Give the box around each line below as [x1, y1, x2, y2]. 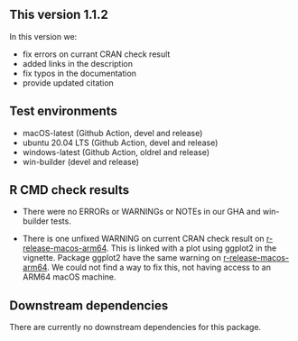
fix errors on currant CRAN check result [22, 49, 171, 60]
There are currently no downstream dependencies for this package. [9, 322, 262, 333]
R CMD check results [9, 182, 130, 198]
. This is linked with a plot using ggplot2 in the [106, 243, 277, 253]
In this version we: [9, 31, 78, 41]
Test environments [9, 104, 117, 119]
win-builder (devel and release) [22, 156, 140, 167]
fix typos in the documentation [22, 68, 137, 78]
